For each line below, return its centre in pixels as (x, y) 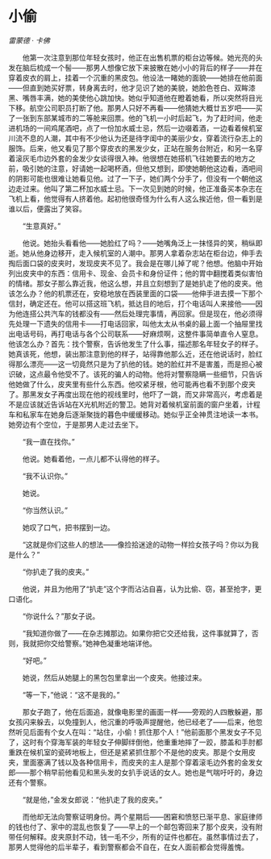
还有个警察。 (29, 782)
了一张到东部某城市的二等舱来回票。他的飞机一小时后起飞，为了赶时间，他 (132, 118)
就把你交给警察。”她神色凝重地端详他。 (93, 643)
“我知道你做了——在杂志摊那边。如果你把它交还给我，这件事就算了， (137, 633)
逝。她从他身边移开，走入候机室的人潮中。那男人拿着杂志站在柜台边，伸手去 (135, 253)
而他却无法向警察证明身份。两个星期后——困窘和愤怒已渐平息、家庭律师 (142, 816)
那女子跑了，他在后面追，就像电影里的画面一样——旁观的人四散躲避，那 (142, 711)
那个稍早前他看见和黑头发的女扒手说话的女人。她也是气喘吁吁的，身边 (146, 772)
